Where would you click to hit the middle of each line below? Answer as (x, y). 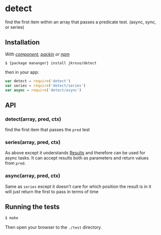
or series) (15, 27)
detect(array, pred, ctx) (33, 119)
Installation (22, 43)
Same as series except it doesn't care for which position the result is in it (78, 186)
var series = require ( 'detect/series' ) (45, 86)
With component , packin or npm (37, 54)
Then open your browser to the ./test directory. (54, 227)
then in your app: (22, 72)
